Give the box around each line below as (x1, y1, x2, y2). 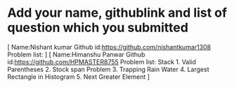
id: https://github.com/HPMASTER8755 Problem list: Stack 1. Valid (7, 57, 197, 66)
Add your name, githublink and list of (7, 5, 227, 21)
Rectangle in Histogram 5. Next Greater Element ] (7, 72, 150, 81)
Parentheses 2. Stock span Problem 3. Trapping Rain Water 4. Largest (7, 65, 209, 73)
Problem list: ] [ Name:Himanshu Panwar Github (7, 50, 145, 59)
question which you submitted (7, 20, 188, 36)
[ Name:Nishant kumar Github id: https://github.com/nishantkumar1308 (7, 43, 212, 51)
